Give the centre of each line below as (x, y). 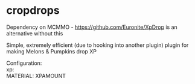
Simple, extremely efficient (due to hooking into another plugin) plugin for (97, 45)
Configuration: (24, 63)
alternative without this (35, 33)
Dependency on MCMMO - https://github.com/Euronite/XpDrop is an (92, 27)
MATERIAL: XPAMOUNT (36, 76)
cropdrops (33, 10)
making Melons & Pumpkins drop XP (51, 51)
